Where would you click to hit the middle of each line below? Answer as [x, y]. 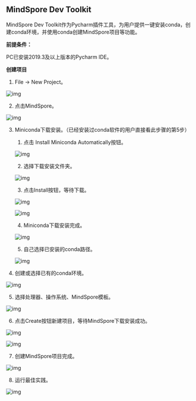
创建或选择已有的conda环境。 [51, 273]
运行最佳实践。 [33, 380]
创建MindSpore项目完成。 [46, 356]
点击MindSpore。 [36, 106]
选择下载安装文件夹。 [49, 166]
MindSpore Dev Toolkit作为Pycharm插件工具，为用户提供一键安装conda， [96, 24]
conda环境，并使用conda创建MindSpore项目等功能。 [76, 32]
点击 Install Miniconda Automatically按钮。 [75, 142]
